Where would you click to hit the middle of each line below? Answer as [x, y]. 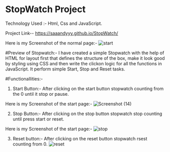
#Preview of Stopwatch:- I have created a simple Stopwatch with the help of [85, 53]
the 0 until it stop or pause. [41, 94]
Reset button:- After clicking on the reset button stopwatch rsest [80, 138]
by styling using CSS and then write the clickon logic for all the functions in [84, 63]
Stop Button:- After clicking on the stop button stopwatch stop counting [87, 113]
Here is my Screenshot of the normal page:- [51, 43]
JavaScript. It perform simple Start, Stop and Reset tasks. [65, 69]
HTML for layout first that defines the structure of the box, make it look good [85, 58]
